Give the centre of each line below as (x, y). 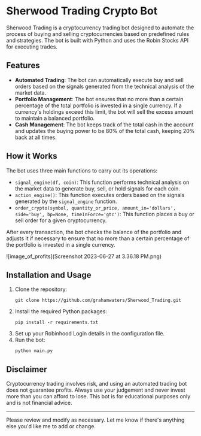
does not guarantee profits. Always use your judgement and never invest (96, 390)
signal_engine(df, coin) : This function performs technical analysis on (102, 182)
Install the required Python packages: (61, 311)
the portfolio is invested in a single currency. (61, 244)
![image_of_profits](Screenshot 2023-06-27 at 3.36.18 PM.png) (84, 256)
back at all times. (36, 137)
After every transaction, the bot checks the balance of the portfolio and (94, 232)
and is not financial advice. (39, 403)
